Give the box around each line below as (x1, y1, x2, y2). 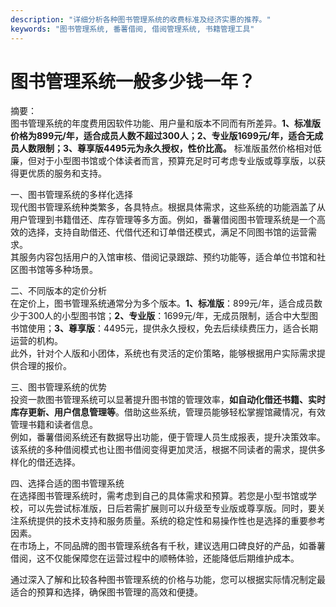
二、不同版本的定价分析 (10, 285, 107, 297)
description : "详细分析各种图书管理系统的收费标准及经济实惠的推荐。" (10, 14, 272, 25)
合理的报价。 (18, 360, 72, 372)
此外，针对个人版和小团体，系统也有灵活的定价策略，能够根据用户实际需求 (10, 347, 317, 360)
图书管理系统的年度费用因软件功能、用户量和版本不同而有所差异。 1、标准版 (10, 117, 322, 130)
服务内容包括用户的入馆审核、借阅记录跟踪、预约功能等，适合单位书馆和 (18, 251, 317, 263)
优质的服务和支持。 (27, 167, 107, 180)
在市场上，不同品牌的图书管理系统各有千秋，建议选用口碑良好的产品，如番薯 (10, 540, 326, 552)
